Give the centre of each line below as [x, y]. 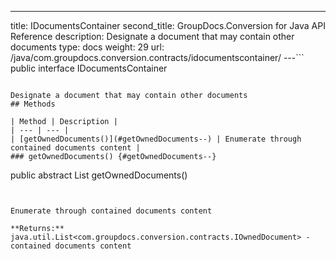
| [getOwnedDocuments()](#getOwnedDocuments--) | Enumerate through [156, 139]
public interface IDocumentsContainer [89, 68]
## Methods [33, 104]
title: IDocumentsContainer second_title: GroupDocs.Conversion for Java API [168, 25]
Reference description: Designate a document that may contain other [152, 36]
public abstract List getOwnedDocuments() [99, 175]
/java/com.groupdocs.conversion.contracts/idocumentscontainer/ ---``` [157, 57]
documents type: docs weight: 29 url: [87, 47]
